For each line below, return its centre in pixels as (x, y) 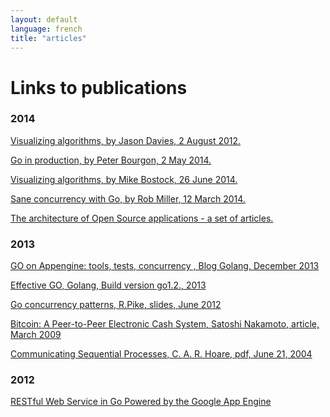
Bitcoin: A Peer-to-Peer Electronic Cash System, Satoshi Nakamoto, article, (165, 324)
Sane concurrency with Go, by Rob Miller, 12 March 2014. (128, 198)
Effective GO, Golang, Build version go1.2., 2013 (108, 285)
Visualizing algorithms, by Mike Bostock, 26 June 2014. (124, 179)
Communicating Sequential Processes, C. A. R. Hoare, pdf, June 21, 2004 (161, 354)
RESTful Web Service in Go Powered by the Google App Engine (141, 402)
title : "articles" (48, 38)
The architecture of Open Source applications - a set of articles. (142, 218)
